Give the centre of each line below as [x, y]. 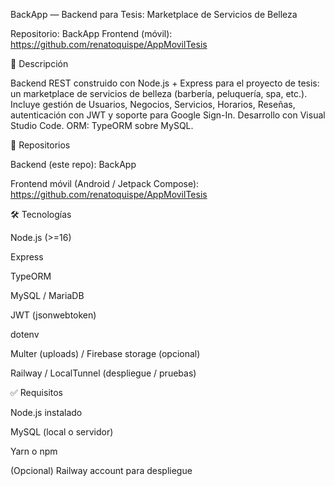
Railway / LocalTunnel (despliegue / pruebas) [103, 373]
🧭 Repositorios [40, 145]
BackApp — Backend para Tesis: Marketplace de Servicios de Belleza [154, 14]
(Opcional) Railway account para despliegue [101, 470]
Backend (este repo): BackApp [73, 164]
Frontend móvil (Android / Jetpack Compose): [105, 183]
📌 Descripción [39, 63]
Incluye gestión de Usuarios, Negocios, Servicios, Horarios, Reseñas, [153, 104]
